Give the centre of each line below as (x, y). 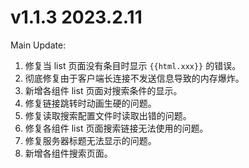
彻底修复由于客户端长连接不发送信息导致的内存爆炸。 (134, 78)
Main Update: (38, 45)
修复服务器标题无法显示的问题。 (90, 140)
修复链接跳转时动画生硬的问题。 (90, 103)
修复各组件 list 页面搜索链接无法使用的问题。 (116, 128)
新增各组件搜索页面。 (68, 153)
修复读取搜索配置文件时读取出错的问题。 (108, 115)
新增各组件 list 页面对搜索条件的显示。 (103, 90)
